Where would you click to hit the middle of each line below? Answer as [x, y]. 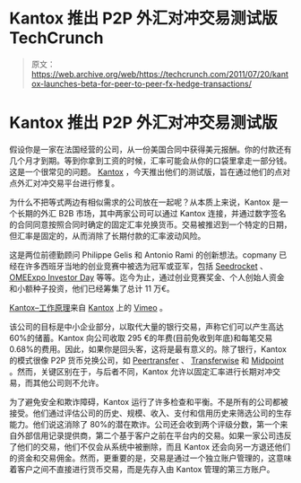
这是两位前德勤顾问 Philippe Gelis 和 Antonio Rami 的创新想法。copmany [143, 255]
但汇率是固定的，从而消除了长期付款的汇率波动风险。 [107, 235]
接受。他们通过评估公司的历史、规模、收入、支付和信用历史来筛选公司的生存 [150, 413]
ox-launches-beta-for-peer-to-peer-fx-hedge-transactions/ [142, 83]
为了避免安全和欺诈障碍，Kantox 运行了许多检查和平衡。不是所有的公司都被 [149, 401]
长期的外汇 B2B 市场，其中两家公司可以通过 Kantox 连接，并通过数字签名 [151, 213]
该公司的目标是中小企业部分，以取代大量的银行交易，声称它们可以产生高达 [146, 326]
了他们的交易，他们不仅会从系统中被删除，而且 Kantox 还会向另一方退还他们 [150, 446]
